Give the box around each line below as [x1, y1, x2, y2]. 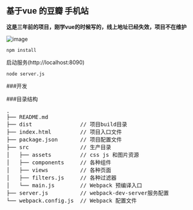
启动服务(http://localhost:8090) [6, 59, 85, 66]
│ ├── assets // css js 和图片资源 [6, 151, 139, 158]
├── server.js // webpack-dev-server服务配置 [6, 189, 169, 197]
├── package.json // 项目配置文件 [6, 136, 122, 143]
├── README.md [6, 114, 49, 120]
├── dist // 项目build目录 [6, 121, 128, 128]
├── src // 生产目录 [6, 143, 111, 151]
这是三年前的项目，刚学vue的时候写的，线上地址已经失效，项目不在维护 [6, 23, 187, 31]
